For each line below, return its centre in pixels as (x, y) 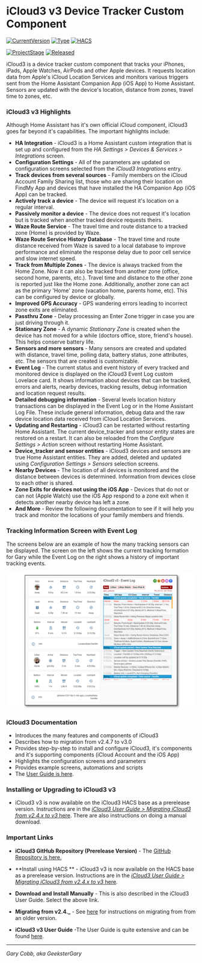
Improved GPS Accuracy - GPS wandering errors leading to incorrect (101, 304)
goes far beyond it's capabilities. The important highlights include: (88, 132)
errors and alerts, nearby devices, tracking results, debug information (101, 387)
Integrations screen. (40, 156)
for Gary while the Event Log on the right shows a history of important (93, 557)
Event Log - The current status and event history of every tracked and (102, 368)
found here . (29, 936)
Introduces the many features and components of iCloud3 (87, 735)
